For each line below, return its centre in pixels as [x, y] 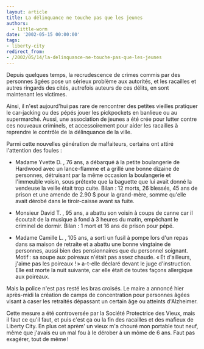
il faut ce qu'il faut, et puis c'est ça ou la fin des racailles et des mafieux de [100, 319]
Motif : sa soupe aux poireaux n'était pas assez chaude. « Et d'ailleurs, [103, 257]
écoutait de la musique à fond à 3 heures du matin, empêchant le [97, 219]
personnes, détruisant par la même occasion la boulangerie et [93, 175]
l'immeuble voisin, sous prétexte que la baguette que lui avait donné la [104, 181]
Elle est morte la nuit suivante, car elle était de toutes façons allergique [104, 270]
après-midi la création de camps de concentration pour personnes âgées [98, 295]
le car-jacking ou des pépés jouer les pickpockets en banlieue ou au [92, 112]
